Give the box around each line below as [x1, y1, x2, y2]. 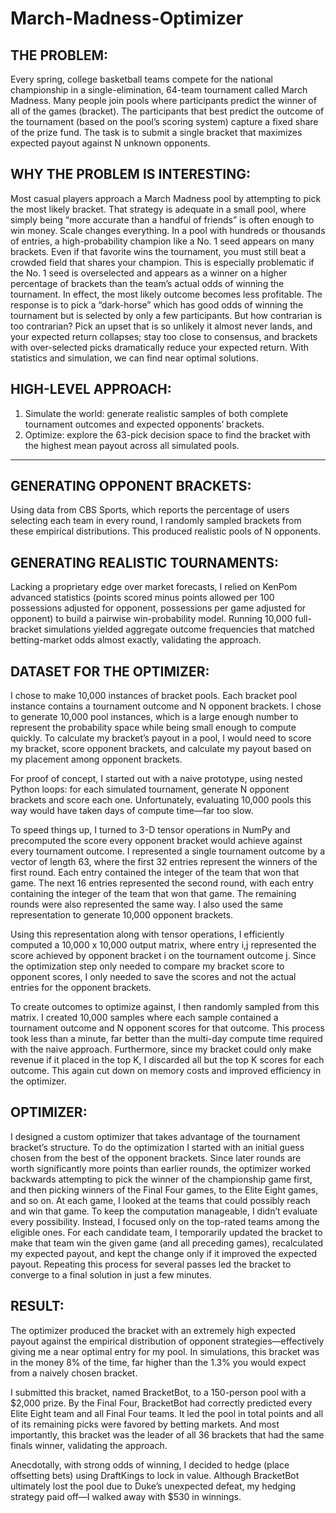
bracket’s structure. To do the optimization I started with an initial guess [10, 1141, 305, 1153]
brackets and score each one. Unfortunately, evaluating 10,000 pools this [10, 794, 312, 806]
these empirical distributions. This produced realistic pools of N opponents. [10, 525, 322, 537]
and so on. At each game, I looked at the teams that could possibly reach [10, 1194, 311, 1206]
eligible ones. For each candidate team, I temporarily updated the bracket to [10, 1226, 323, 1238]
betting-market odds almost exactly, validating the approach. [10, 634, 262, 646]
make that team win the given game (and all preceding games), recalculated [10, 1237, 324, 1249]
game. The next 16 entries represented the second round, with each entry [10, 877, 314, 889]
